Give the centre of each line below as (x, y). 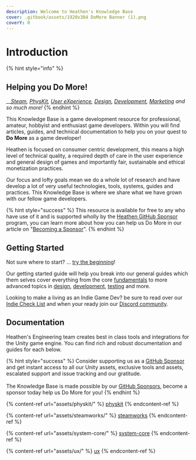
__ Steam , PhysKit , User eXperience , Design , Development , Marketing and (96, 101)
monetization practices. (35, 168)
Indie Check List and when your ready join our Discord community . (87, 304)
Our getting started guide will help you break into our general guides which (97, 273)
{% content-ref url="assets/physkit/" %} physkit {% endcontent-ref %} (93, 404)
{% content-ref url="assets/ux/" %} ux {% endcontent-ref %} (81, 451)
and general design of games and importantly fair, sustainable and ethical (95, 162)
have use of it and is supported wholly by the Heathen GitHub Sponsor (92, 216)
